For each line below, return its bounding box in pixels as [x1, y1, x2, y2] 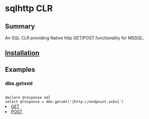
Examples [5, 65, 35, 74]
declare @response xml [5, 95, 51, 100]
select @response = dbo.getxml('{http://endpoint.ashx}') [5, 100, 124, 104]
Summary [5, 22, 35, 30]
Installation [5, 49, 40, 57]
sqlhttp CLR [5, 3, 53, 14]
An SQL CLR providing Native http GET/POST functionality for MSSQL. [5, 35, 145, 41]
